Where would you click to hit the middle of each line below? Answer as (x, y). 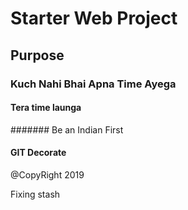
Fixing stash (35, 194)
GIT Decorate (38, 153)
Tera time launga (46, 108)
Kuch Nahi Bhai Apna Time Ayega (93, 84)
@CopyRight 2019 (47, 174)
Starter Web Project (94, 18)
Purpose (37, 55)
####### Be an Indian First (67, 129)
